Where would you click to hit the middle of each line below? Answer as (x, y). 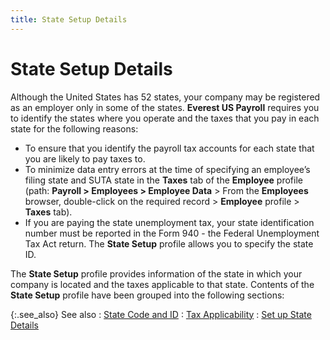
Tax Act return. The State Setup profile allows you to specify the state (169, 243)
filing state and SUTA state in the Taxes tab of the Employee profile (163, 180)
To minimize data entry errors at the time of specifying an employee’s (167, 169)
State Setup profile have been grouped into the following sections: (147, 295)
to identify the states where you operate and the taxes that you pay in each (165, 118)
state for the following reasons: (74, 128)
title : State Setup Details (69, 19)
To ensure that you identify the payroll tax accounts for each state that (169, 148)
